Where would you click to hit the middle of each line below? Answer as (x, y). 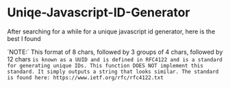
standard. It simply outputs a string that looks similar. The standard (113, 72)
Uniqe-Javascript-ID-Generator (99, 13)
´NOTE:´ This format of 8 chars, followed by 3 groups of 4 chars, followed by (115, 52)
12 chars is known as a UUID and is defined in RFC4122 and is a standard (115, 59)
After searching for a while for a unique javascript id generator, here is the (111, 31)
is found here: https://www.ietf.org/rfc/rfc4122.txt (86, 77)
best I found (24, 38)
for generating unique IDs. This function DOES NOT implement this (105, 65)
